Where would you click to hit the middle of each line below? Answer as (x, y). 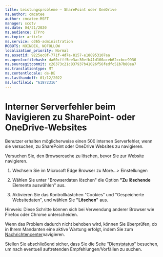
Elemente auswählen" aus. (39, 185)
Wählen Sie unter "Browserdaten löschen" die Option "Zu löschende (81, 180)
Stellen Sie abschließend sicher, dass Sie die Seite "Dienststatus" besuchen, (82, 244)
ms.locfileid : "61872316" (31, 82)
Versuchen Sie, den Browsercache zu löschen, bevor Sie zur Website (75, 156)
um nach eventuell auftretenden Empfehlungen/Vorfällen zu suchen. (74, 249)
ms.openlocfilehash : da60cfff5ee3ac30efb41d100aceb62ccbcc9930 (71, 60)
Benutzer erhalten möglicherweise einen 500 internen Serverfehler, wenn (79, 141)
